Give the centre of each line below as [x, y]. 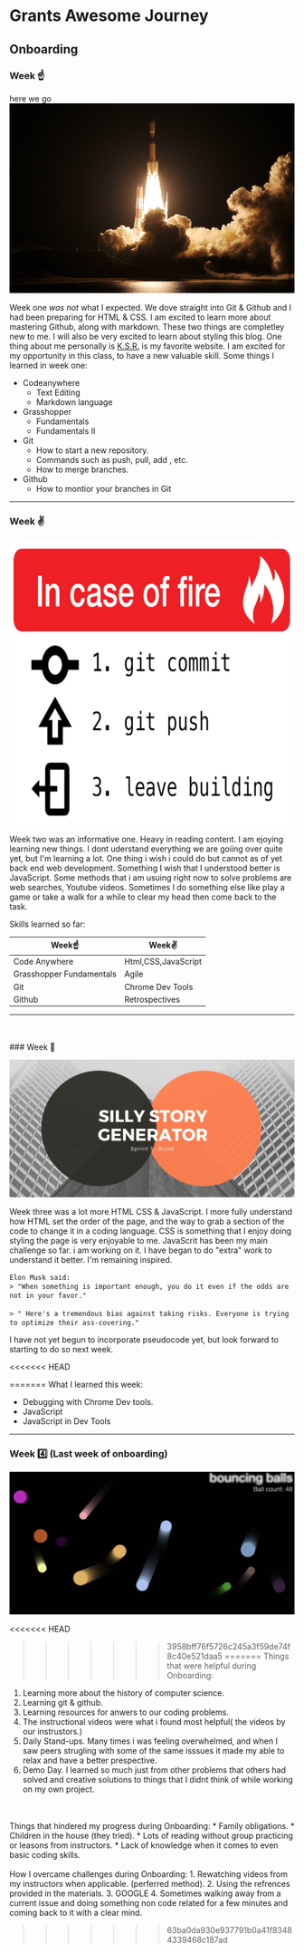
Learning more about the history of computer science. [123, 1693]
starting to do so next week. [62, 1349]
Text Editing [58, 393]
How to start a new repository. [92, 450]
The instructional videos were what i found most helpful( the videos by [154, 1722]
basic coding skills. [45, 1855]
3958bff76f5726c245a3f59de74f [229, 1647]
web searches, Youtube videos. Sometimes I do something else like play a [147, 888]
